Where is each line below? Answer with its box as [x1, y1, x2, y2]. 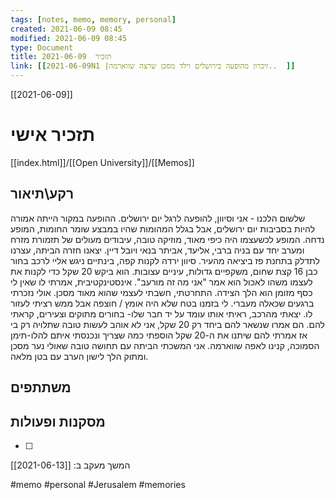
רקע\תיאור [10, 186, 75, 203]
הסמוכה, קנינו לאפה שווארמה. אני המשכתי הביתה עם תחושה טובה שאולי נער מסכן [10, 339, 320, 351]
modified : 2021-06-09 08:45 [10, 33, 128, 43]
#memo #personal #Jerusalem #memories [10, 478, 186, 490]
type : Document [10, 42, 74, 53]
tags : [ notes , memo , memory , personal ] [10, 14, 177, 25]
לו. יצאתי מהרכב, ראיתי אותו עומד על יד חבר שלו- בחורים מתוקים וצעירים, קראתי [10, 307, 313, 320]
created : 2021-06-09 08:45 [10, 24, 123, 34]
